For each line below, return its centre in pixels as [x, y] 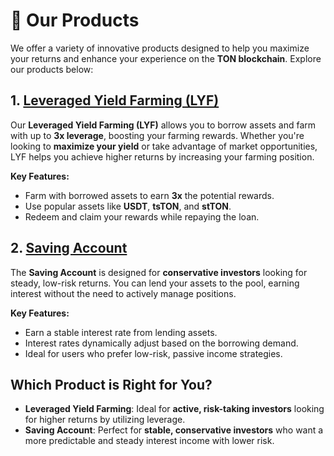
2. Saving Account [69, 248]
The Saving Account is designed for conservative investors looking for [159, 272]
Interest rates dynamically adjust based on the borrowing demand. [161, 343]
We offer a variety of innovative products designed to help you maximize [160, 48]
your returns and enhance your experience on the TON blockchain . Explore [166, 58]
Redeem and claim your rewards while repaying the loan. [142, 216]
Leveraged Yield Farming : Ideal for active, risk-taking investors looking [174, 409]
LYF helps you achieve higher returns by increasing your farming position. [162, 156]
